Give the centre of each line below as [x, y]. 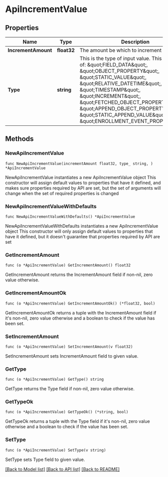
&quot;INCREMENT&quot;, [110, 96]
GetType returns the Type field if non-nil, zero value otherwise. [70, 389]
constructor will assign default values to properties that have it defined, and [83, 183]
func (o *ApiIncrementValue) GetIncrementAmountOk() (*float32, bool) [80, 303]
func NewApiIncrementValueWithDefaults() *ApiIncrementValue [70, 217]
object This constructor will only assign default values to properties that [79, 231]
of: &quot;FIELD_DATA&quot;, [114, 65]
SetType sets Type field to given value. [45, 459]
